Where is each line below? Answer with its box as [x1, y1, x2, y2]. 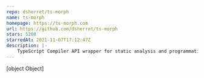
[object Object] [6, 65, 44, 72]
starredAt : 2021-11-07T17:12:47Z [6, 37, 91, 43]
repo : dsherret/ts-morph [6, 8, 69, 15]
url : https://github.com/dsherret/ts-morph [6, 25, 118, 32]
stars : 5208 [6, 31, 36, 37]
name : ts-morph [6, 15, 45, 21]
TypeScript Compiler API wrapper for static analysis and [17, 48, 167, 54]
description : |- [6, 43, 47, 49]
